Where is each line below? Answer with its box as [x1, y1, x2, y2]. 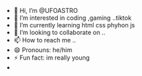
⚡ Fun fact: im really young [13, 53, 90, 62]
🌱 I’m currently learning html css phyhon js [13, 21, 136, 29]
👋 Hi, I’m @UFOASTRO [13, 7, 78, 14]
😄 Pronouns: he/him [13, 46, 72, 54]
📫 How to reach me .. [13, 36, 77, 44]
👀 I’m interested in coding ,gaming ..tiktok [13, 14, 132, 22]
